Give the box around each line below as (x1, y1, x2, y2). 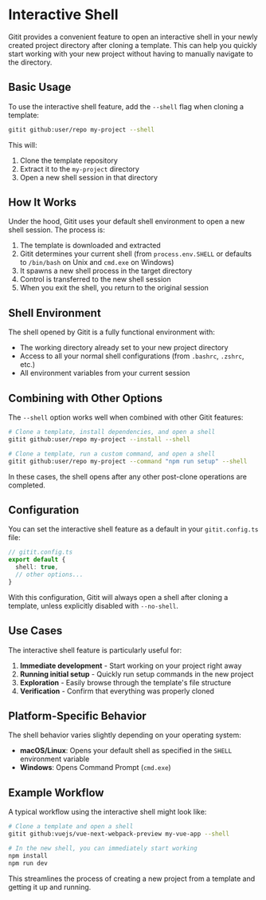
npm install (8, 851, 48, 859)
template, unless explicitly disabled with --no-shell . (8, 601, 179, 610)
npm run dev (8, 859, 48, 867)
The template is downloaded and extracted (19, 241, 161, 251)
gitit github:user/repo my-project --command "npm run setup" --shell (8, 457, 248, 465)
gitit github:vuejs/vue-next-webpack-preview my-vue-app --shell (8, 830, 229, 839)
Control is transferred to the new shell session (19, 274, 171, 284)
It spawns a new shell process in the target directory (19, 266, 193, 276)
